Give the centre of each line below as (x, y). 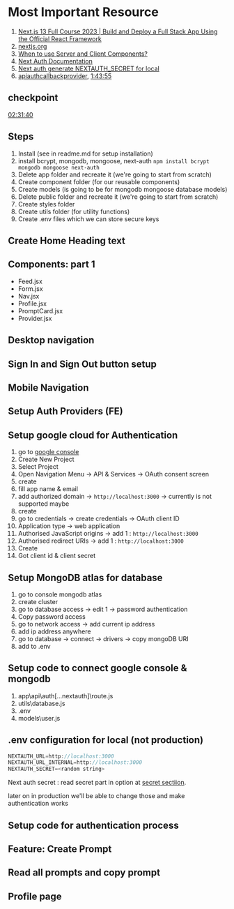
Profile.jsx (32, 303)
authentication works (38, 804)
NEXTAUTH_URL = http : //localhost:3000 (61, 756)
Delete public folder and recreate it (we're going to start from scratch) (118, 197)
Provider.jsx (35, 318)
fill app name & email (48, 489)
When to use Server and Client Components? (83, 54)
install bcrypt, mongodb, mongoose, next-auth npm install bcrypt (114, 160)
